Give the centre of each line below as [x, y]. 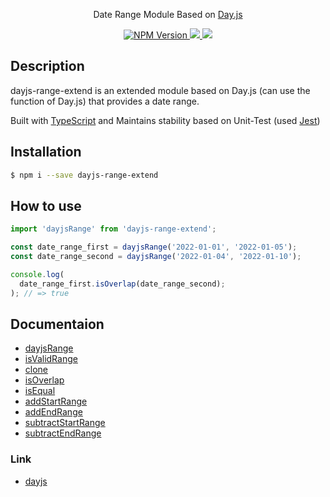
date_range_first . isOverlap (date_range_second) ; [122, 284]
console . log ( [37, 274]
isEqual [40, 391]
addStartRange [56, 401]
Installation [46, 152]
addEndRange [53, 412]
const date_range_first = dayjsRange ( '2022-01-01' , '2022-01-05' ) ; [154, 247]
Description [47, 66]
